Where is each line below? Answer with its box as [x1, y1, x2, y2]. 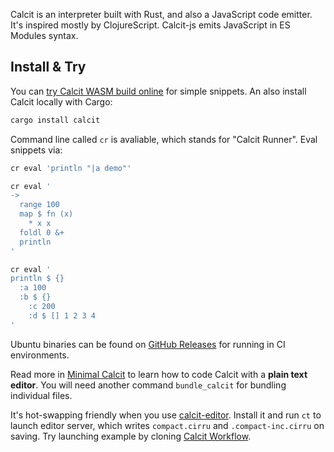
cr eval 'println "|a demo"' [10, 163, 132, 173]
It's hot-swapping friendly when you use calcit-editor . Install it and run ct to [10, 409, 322, 421]
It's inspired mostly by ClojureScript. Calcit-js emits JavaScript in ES [10, 19, 291, 31]
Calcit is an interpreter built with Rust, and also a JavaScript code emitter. [10, 9, 313, 20]
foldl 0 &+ [19, 227, 65, 238]
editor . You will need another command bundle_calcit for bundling [10, 379, 287, 391]
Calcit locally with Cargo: [10, 95, 113, 108]
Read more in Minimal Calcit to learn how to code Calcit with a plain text [10, 368, 308, 380]
